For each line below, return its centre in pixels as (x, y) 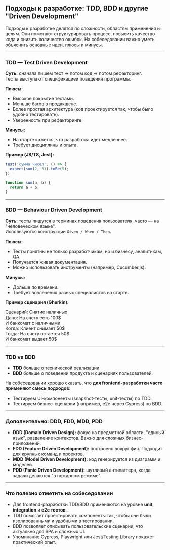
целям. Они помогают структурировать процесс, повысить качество (80, 34)
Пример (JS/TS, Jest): (30, 155)
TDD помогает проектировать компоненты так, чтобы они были (82, 515)
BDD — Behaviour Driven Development (54, 210)
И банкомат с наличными (33, 323)
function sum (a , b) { (28, 183)
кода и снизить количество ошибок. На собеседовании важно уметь (80, 39)
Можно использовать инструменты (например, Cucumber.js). (79, 267)
